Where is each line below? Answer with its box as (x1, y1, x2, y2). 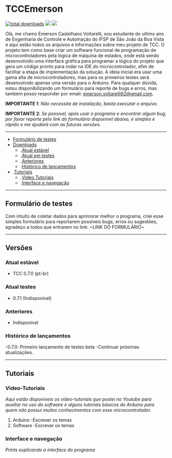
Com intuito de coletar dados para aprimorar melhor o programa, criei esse (5, 213, 164, 219)
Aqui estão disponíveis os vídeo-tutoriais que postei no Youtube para (5, 396, 152, 403)
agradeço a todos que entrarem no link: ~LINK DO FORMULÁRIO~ (5, 224, 145, 230)
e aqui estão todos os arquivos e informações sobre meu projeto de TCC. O (5, 42, 165, 48)
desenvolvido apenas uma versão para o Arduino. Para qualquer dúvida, (5, 79, 158, 86)
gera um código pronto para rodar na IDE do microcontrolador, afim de (5, 63, 155, 69)
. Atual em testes (20, 152, 55, 158)
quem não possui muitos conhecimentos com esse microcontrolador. (5, 407, 152, 413)
